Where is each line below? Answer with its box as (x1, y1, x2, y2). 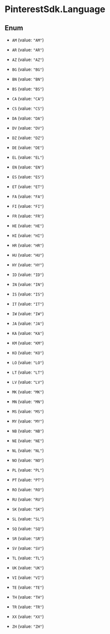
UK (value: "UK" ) (12, 565, 44, 570)
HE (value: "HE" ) (12, 223, 44, 228)
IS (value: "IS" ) (12, 291, 44, 297)
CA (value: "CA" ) (12, 96, 44, 101)
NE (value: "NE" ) (12, 438, 44, 443)
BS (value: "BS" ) (12, 86, 44, 92)
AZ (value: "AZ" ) (12, 56, 44, 63)
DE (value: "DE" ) (12, 145, 44, 150)
